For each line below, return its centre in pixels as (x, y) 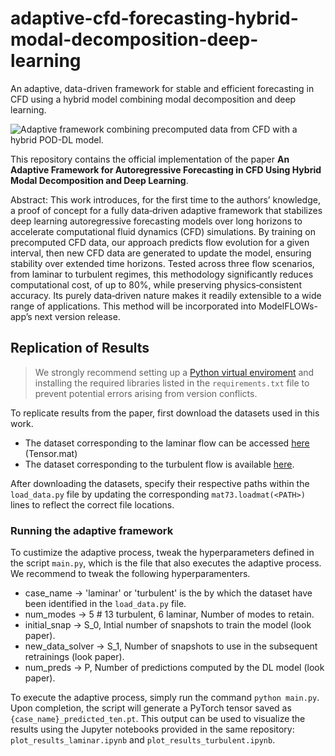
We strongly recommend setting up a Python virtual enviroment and (174, 372)
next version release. (77, 316)
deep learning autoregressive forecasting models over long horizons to (156, 221)
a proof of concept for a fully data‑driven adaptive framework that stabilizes (166, 210)
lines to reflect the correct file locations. (92, 504)
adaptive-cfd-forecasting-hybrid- (154, 18)
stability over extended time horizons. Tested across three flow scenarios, (162, 263)
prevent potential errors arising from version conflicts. (146, 393)
